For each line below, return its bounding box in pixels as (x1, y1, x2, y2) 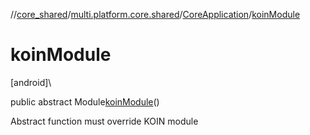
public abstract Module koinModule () (10, 95, 160, 108)
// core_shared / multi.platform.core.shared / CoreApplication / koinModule (10, 9, 301, 20)
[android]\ (10, 76, 52, 88)
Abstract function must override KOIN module (10, 115, 199, 127)
